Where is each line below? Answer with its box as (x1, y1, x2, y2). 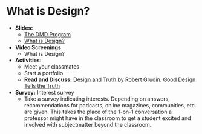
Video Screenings (15, 44, 62, 51)
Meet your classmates (24, 62, 80, 70)
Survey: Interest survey (15, 89, 74, 96)
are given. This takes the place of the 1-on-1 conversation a (24, 108, 172, 115)
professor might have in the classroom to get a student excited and (24, 114, 192, 122)
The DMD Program (24, 30, 71, 38)
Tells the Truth (24, 82, 60, 89)
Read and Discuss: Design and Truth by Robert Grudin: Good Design (24, 76, 196, 83)
